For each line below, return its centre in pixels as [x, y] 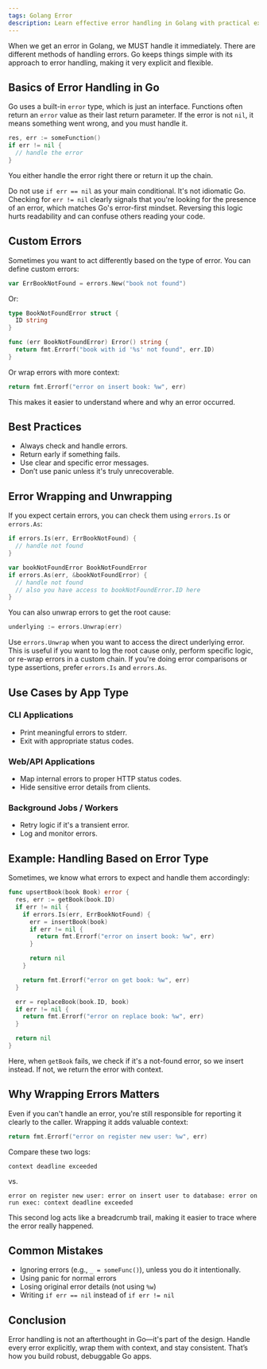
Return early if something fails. [70, 455]
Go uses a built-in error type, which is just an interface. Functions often [126, 107]
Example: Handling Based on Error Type [108, 858]
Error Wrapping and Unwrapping [90, 496]
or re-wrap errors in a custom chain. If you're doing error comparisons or [128, 659]
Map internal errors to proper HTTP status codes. [101, 779]
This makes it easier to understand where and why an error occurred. [122, 401]
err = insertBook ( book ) [69, 922]
